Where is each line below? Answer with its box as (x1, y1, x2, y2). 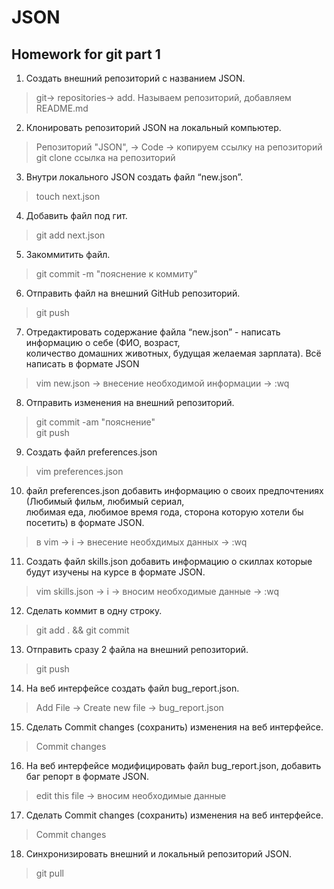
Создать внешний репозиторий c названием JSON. (25, 72, 246, 84)
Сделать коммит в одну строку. (25, 605, 163, 616)
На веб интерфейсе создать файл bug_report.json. (25, 682, 240, 694)
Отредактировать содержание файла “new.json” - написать (25, 326, 281, 338)
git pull (35, 867, 64, 879)
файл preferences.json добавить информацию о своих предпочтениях (25, 485, 324, 496)
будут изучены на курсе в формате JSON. (25, 566, 206, 578)
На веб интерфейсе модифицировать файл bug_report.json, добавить (25, 760, 322, 771)
